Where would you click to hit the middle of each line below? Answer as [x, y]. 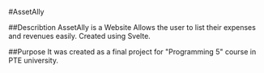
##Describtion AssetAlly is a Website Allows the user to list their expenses [132, 27]
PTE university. [34, 60]
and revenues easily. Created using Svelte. [80, 36]
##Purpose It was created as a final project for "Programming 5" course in [132, 52]
